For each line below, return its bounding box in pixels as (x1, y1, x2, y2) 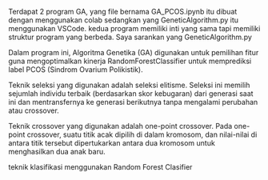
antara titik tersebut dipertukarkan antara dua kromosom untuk (8, 138, 216, 147)
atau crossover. (8, 106, 60, 115)
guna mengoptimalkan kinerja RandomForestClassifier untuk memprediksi (8, 56, 252, 66)
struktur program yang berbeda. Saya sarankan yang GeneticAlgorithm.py (8, 32, 252, 42)
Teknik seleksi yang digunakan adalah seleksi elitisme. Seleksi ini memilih (8, 80, 250, 90)
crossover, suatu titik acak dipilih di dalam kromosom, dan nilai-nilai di (26, 130, 258, 139)
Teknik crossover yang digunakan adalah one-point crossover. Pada (8, 122, 233, 130)
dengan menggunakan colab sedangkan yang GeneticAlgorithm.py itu (8, 15, 238, 25)
